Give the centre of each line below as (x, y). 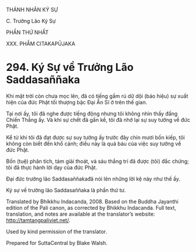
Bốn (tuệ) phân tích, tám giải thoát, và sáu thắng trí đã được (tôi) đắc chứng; (97, 161)
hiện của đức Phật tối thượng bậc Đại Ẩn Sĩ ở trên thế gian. (77, 102)
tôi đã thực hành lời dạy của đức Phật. (52, 167)
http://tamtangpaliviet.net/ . (38, 220)
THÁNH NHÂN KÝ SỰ (32, 10)
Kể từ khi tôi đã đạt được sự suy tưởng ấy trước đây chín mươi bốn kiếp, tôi (96, 137)
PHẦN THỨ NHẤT (27, 32)
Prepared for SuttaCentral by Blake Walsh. (57, 243)
